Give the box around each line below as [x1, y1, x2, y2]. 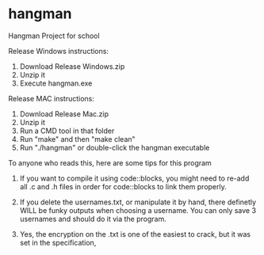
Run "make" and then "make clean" [19, 134, 136, 143]
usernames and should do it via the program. [19, 214, 166, 223]
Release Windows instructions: [8, 46, 109, 55]
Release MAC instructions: [8, 93, 95, 103]
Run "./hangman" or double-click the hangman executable [19, 143, 210, 152]
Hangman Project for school [8, 31, 101, 40]
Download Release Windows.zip [19, 61, 125, 71]
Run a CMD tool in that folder [19, 126, 115, 135]
